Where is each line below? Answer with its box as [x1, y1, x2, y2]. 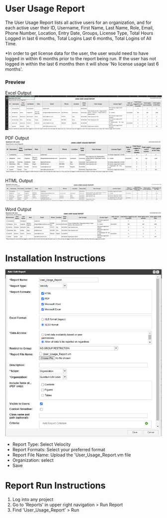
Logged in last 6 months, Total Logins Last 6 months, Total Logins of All [5, 35, 152, 41]
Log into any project [12, 496, 54, 502]
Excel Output [5, 90, 32, 96]
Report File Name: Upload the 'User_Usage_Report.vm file [12, 452, 131, 458]
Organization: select [12, 457, 54, 463]
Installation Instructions [5, 253, 106, 264]
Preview [5, 78, 25, 85]
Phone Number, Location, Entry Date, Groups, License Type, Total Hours [5, 30, 154, 36]
